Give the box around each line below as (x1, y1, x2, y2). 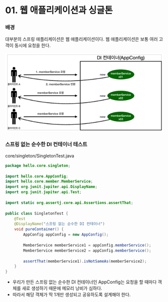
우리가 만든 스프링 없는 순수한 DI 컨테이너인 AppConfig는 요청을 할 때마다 (12, 279, 157, 285)
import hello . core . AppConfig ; (5, 174, 69, 179)
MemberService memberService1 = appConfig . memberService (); (23, 243, 151, 248)
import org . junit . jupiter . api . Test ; (5, 190, 82, 195)
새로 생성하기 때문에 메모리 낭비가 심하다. (22, 285, 103, 291)
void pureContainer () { (14, 227, 64, 232)
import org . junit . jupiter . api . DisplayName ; (5, 184, 98, 189)
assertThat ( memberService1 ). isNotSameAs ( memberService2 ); (23, 259, 147, 264)
